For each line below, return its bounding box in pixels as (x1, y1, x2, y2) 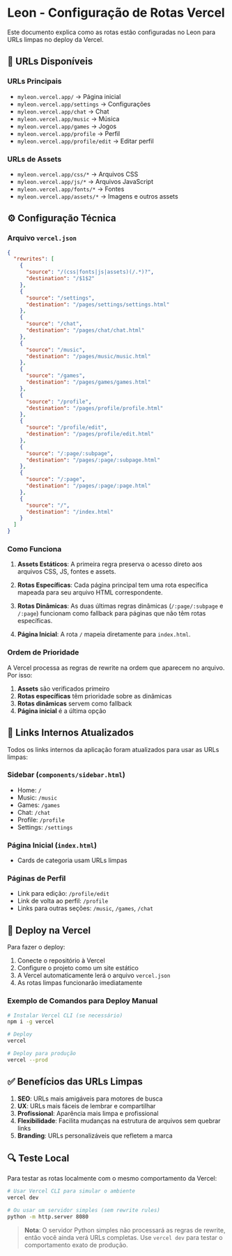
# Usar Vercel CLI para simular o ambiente (7, 1188, 136, 1195)
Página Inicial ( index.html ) (7, 840, 98, 850)
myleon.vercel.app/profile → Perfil (17, 129, 121, 137)
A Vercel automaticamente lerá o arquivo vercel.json (17, 971, 171, 980)
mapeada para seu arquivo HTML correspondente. (17, 588, 163, 597)
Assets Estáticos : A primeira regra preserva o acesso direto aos (17, 560, 203, 569)
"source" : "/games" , (25, 372, 86, 379)
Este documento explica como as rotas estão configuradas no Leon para (7, 28, 216, 36)
